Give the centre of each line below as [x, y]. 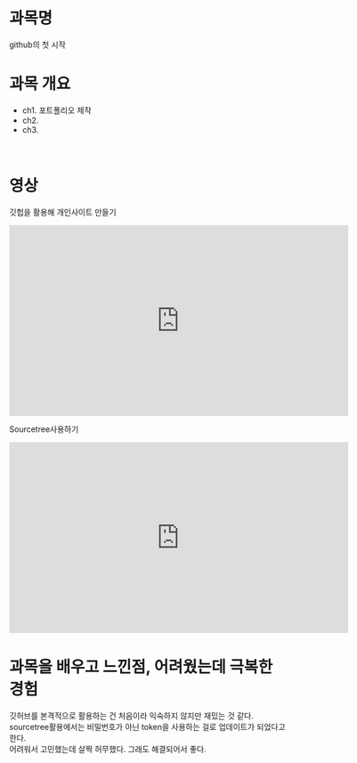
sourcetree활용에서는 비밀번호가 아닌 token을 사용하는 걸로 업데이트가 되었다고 [148, 726]
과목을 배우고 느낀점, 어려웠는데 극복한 [141, 667]
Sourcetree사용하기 [44, 429]
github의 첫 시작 [38, 45]
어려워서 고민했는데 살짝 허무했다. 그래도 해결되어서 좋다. [108, 749]
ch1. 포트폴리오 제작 [57, 110]
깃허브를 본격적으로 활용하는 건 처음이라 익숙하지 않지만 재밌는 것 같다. [131, 715]
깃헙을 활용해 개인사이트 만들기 [63, 212]
